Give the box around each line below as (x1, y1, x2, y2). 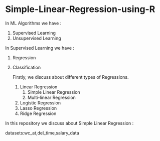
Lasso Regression (20, 105, 57, 111)
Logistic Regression (20, 99, 61, 106)
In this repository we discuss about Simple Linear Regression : (5, 120, 134, 126)
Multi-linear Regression (27, 94, 76, 100)
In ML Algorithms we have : (5, 20, 62, 26)
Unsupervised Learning (12, 35, 61, 41)
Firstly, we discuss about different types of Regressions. (12, 74, 129, 80)
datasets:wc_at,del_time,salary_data (5, 129, 79, 136)
